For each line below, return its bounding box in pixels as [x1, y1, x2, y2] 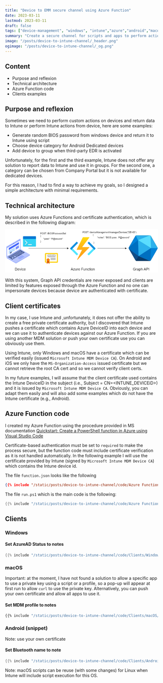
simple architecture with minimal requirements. [5, 187, 98, 193]
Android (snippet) [5, 625, 48, 632]
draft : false [5, 23, 32, 28]
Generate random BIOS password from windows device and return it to [12, 132, 154, 138]
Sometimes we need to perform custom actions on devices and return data [5, 118, 155, 124]
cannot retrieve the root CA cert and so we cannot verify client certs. [5, 365, 143, 371]
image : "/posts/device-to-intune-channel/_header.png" [5, 39, 118, 44]
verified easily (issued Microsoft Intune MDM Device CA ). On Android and [5, 355, 151, 361]
